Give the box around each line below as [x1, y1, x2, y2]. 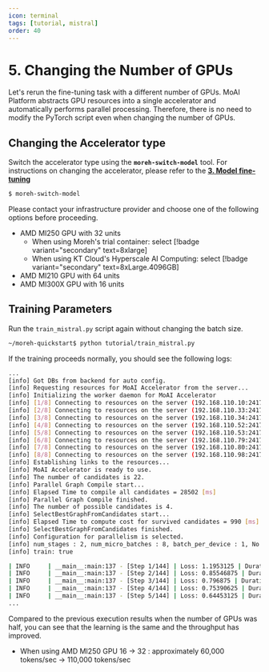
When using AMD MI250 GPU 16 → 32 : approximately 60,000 [19, 646, 225, 656]
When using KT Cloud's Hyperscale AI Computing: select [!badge [31, 254, 248, 263]
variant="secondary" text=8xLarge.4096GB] [31, 262, 179, 272]
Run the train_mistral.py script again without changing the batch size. [8, 323, 243, 333]
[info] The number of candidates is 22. [8, 473, 146, 481]
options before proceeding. [8, 213, 98, 222]
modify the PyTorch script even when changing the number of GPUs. [8, 113, 236, 122]
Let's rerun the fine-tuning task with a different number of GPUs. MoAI [8, 87, 240, 97]
